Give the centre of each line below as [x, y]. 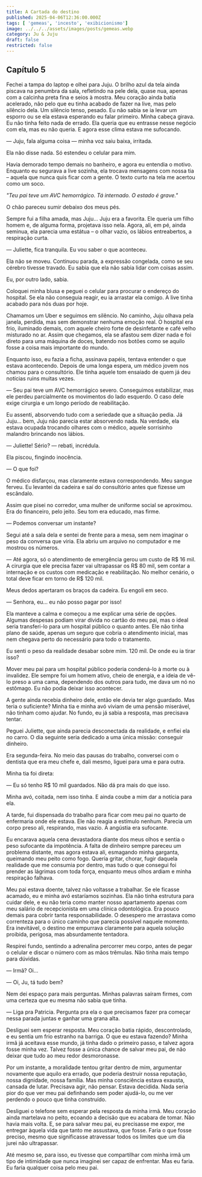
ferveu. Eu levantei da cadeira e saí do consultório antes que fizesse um [96, 487]
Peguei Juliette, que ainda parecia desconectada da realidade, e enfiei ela [98, 731]
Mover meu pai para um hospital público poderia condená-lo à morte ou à [98, 669]
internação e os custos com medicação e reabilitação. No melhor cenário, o [100, 572]
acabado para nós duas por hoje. [47, 304]
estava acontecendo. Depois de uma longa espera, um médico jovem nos [97, 365]
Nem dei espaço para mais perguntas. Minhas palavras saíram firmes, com [99, 994]
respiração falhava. [30, 877]
